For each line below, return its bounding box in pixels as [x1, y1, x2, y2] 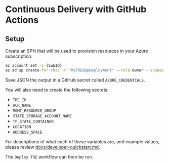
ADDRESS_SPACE [12, 130, 43, 135]
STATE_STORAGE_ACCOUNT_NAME [12, 113, 72, 118]
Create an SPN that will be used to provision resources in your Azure [5, 48, 148, 54]
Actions [5, 14, 39, 26]
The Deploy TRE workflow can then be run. [5, 153, 94, 160]
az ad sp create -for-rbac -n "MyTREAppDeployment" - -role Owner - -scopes [5, 67, 164, 73]
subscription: [5, 53, 33, 59]
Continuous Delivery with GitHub [5, 4, 147, 15]
